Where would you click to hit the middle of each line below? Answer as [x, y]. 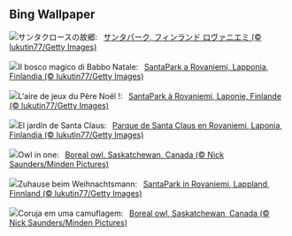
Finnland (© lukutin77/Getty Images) [76, 193]
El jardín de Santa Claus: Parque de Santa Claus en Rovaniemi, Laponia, [150, 125]
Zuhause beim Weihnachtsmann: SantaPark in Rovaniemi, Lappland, [144, 184]
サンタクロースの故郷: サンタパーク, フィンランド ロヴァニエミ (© [140, 37]
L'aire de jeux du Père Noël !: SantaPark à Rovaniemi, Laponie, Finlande [150, 95]
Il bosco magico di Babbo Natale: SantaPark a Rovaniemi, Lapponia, [143, 66]
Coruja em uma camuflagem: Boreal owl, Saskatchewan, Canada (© [144, 213]
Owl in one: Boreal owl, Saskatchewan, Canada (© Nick [121, 155]
